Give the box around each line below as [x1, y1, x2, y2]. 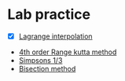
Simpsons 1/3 [18, 56, 63, 64]
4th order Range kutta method [18, 47, 117, 57]
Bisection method [18, 64, 76, 73]
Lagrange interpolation [18, 31, 93, 41]
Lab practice [7, 6, 91, 24]
